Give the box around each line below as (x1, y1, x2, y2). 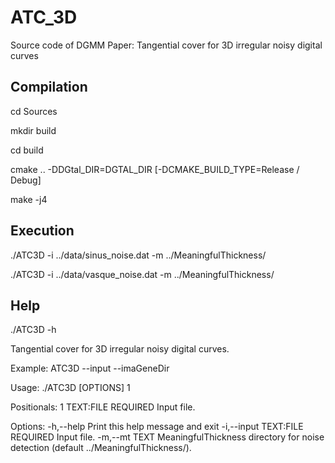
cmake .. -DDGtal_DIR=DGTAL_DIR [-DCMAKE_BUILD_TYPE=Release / (10, 163, 300, 175)
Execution (10, 222, 75, 240)
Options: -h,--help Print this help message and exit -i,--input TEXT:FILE (10, 421, 304, 433)
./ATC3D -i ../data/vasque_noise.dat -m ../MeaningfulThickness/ (10, 268, 275, 280)
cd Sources (10, 105, 58, 117)
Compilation (10, 79, 88, 96)
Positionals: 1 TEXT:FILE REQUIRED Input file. (10, 401, 196, 413)
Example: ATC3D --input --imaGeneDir (10, 362, 170, 375)
